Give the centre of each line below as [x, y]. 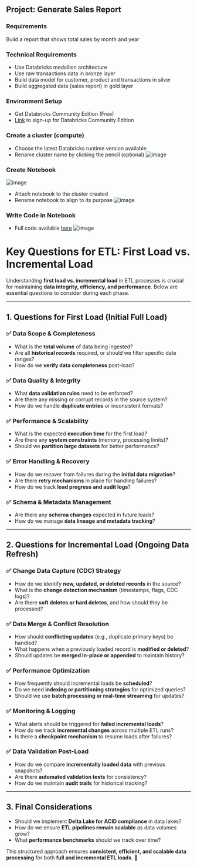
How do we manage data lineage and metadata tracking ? [85, 521]
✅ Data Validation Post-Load [47, 751]
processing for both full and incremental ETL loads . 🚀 [72, 858]
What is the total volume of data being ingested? [74, 347]
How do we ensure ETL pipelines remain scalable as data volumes [96, 827]
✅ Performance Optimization [48, 670]
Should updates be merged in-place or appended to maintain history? [99, 655]
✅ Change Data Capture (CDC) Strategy [64, 571]
